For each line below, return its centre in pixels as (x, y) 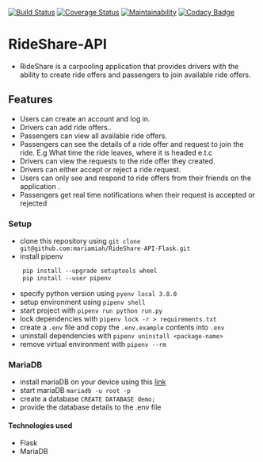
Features (30, 100)
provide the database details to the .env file (90, 407)
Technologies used (40, 425)
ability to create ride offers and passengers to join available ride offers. (135, 75)
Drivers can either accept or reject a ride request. (100, 169)
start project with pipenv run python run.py (91, 310)
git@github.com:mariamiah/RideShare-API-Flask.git (105, 249)
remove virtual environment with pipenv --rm (93, 344)
